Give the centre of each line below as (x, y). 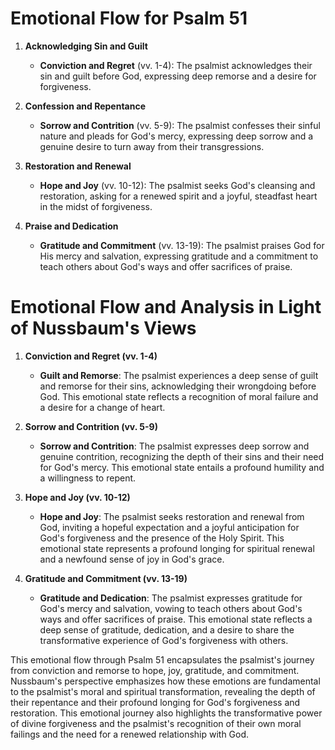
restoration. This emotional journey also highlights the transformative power (166, 713)
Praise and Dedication (71, 226)
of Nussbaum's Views (103, 328)
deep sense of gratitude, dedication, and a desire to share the (167, 629)
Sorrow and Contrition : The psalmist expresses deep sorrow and (174, 446)
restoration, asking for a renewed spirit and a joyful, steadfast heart (178, 196)
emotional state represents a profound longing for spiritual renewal (177, 548)
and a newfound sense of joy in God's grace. (132, 559)
